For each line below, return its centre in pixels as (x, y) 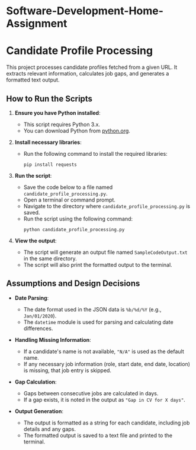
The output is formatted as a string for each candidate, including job (107, 423)
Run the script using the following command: (78, 219)
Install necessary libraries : (48, 142)
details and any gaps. (49, 429)
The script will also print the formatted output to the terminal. (98, 265)
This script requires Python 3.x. (62, 124)
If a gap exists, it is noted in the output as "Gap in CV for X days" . (104, 399)
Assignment (37, 23)
